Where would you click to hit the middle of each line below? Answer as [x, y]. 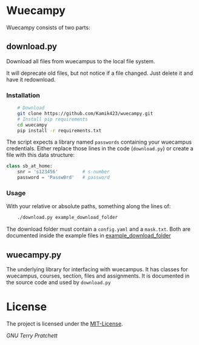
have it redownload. [31, 79]
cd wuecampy [32, 125]
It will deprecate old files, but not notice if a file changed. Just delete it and [99, 73]
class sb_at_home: [29, 166]
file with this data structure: [40, 155]
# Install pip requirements [52, 119]
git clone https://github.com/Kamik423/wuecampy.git [85, 113]
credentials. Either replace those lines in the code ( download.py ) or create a [100, 148]
